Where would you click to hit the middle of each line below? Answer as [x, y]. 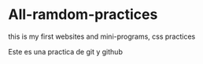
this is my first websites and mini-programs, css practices [102, 36]
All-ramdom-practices [83, 15]
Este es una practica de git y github [66, 51]
